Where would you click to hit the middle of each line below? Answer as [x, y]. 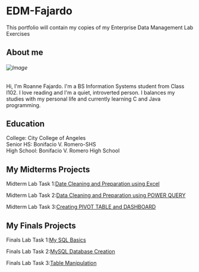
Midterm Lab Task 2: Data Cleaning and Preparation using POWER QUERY [96, 195]
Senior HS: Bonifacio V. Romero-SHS [51, 145]
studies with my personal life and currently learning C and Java [83, 99]
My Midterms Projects [48, 169]
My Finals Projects [41, 225]
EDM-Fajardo [40, 11]
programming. [23, 105]
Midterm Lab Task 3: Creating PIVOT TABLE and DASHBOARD [81, 207]
